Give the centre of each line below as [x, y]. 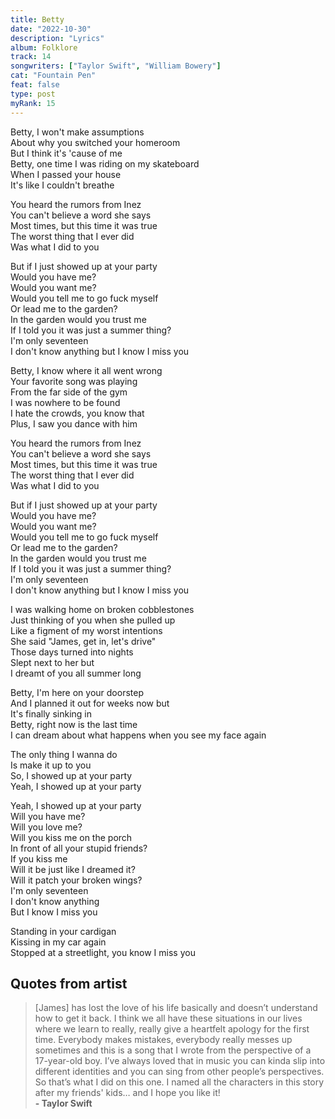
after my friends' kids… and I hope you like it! [127, 1093]
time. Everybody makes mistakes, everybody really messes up [163, 1040]
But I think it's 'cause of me [66, 153]
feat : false [35, 85]
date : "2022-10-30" [51, 29]
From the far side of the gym [69, 392]
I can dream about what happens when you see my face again [138, 735]
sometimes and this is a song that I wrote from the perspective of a [173, 1050]
